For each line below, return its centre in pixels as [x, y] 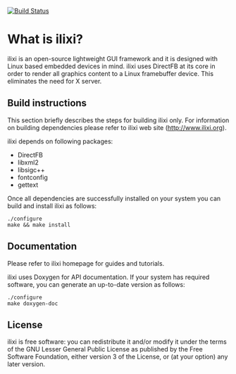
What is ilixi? [45, 39]
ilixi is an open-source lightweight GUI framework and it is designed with [113, 58]
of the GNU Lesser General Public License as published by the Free [105, 349]
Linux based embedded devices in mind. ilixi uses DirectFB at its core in [111, 66]
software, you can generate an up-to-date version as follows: [96, 284]
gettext [28, 185]
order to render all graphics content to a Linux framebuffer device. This [110, 73]
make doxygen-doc [33, 303]
